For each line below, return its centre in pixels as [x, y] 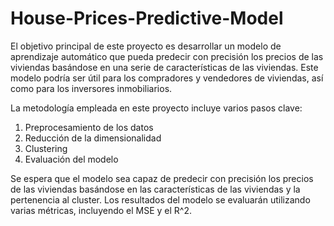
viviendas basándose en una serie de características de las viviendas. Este [164, 67]
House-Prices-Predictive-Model [147, 18]
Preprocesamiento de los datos [89, 127]
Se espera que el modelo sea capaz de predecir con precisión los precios [162, 178]
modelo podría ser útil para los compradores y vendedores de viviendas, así [167, 78]
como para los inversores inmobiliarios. [91, 88]
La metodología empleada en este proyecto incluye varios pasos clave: [156, 108]
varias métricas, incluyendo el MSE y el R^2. [101, 210]
